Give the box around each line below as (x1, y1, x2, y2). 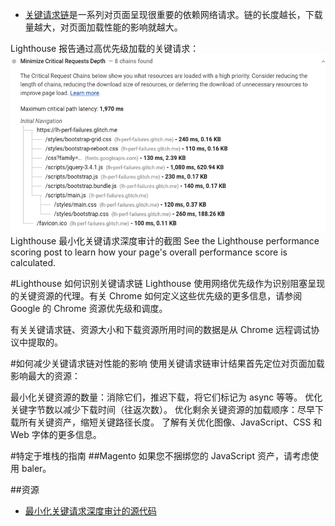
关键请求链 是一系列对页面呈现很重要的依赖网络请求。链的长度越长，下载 (24, 9, 323, 20)
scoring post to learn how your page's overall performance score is (10, 246, 288, 258)
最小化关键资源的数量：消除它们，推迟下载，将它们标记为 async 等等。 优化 (10, 391, 323, 403)
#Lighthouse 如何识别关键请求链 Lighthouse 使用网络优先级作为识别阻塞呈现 (10, 277, 326, 289)
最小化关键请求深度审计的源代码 (24, 504, 157, 517)
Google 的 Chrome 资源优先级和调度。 (10, 302, 168, 314)
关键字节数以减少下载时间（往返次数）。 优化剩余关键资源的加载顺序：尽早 (10, 403, 315, 415)
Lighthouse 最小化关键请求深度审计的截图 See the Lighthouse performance (10, 234, 320, 247)
